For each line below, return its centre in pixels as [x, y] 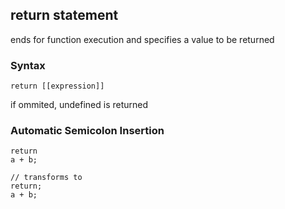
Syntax [28, 65]
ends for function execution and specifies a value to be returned [142, 39]
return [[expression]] [57, 86]
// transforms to [46, 178]
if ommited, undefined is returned [79, 105]
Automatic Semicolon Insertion [87, 131]
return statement [64, 15]
